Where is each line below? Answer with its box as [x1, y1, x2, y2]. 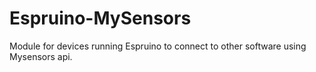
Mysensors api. [9, 50, 73, 62]
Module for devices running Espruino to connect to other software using [9, 40, 307, 52]
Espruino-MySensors [9, 7, 192, 30]
